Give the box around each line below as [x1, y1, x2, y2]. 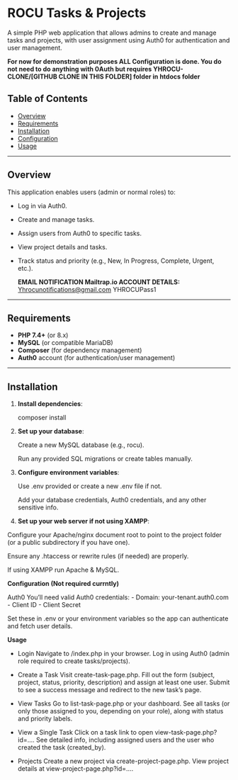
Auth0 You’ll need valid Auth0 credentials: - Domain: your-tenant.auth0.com [7, 593, 229, 601]
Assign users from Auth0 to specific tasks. [17, 229, 142, 237]
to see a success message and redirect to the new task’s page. [17, 686, 202, 694]
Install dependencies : [17, 400, 83, 408]
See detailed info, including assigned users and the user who [36, 735, 215, 745]
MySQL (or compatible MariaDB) [17, 339, 113, 347]
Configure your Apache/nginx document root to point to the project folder [7, 531, 222, 539]
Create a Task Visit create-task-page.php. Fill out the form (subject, [17, 671, 215, 679]
